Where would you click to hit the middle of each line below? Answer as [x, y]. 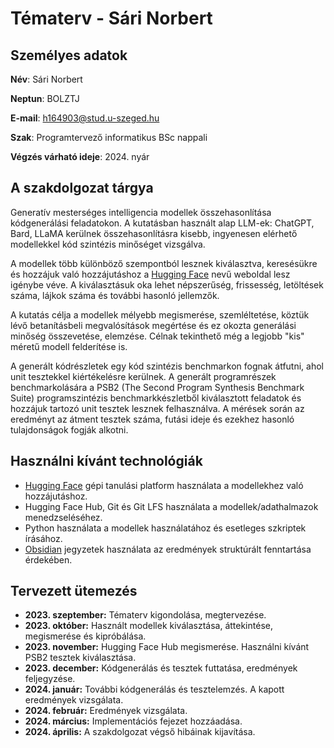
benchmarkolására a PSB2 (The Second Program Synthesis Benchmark [157, 387]
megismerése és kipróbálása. [85, 636]
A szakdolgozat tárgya [82, 188]
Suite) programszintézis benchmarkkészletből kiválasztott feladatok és [156, 398]
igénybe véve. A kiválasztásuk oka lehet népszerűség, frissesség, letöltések [167, 284]
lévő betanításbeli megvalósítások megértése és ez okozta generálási [153, 325]
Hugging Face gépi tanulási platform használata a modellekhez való [164, 485]
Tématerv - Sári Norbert [111, 18]
